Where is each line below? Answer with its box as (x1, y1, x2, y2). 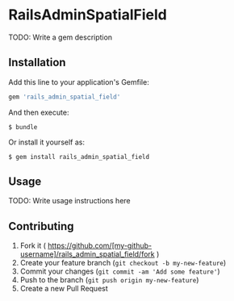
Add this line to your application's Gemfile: (8, 77, 149, 86)
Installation (8, 56, 66, 69)
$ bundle (8, 123, 38, 131)
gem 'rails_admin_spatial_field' (8, 93, 121, 101)
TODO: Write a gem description (8, 32, 113, 42)
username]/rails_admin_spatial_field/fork (19, 249, 155, 259)
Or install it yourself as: (8, 137, 85, 147)
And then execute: (8, 107, 69, 117)
